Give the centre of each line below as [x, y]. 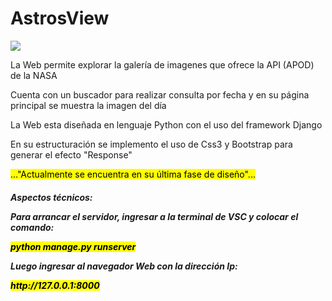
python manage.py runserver [73, 246]
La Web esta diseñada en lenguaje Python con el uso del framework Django [166, 124]
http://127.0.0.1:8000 [55, 285]
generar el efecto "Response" [71, 154]
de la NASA [34, 75]
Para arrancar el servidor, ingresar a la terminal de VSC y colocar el [154, 216]
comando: [32, 227]
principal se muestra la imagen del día [88, 105]
